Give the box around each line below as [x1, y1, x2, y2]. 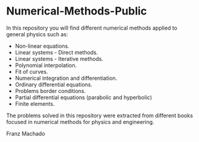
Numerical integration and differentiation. [14, 74, 118, 82]
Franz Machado [6, 130, 45, 137]
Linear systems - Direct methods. [14, 48, 98, 56]
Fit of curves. [14, 68, 48, 75]
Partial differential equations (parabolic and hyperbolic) [14, 94, 153, 101]
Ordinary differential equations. [14, 80, 93, 88]
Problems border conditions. [14, 87, 86, 94]
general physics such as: [6, 30, 68, 37]
